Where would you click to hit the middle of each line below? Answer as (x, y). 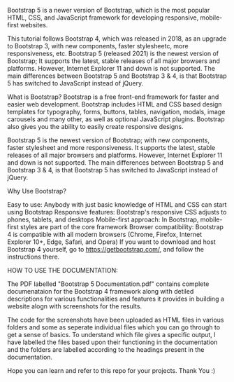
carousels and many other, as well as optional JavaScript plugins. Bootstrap (116, 119)
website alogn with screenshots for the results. (74, 306)
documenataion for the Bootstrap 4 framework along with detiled (101, 291)
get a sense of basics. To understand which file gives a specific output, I (111, 335)
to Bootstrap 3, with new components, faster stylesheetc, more (98, 46)
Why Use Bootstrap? (37, 191)
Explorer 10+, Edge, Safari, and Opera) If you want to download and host (111, 242)
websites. (34, 25)
